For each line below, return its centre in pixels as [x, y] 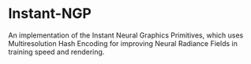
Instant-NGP [50, 14]
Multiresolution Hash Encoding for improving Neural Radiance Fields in [123, 43]
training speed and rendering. [56, 52]
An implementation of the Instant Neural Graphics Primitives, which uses [126, 35]
